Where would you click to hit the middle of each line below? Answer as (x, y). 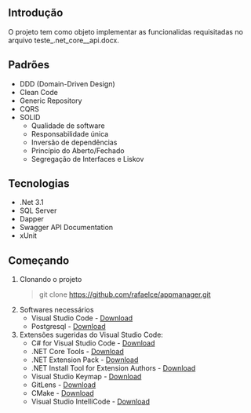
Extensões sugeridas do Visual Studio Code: (91, 335)
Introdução (36, 13)
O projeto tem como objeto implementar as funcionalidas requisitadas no (125, 31)
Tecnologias (39, 184)
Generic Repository (51, 101)
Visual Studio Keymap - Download (86, 377)
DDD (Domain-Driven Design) (67, 84)
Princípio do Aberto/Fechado (78, 150)
